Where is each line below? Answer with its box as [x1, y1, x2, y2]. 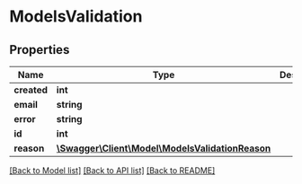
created [13, 83, 48, 96]
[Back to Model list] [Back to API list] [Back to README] [9, 165, 216, 176]
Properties [9, 42, 70, 57]
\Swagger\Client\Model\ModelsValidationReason [56, 142, 271, 154]
